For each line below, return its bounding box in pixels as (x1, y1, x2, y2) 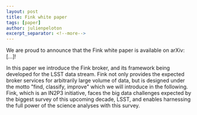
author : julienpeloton (6, 25, 62, 31)
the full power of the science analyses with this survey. (6, 102, 140, 109)
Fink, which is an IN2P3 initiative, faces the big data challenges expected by (6, 90, 192, 97)
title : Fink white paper (6, 14, 67, 20)
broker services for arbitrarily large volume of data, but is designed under (6, 77, 185, 84)
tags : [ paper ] (6, 19, 41, 25)
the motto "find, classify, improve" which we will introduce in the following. (6, 83, 188, 90)
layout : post (6, 8, 38, 15)
